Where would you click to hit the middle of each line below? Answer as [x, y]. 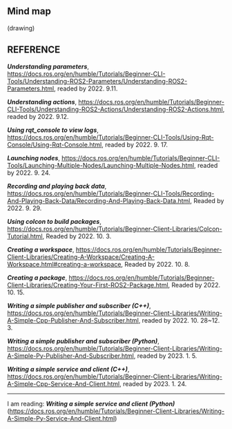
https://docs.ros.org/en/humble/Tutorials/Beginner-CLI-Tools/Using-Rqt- [110, 137]
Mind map [29, 11]
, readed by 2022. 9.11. [86, 88]
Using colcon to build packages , [54, 221]
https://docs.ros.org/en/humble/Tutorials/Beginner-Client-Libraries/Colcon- [115, 229]
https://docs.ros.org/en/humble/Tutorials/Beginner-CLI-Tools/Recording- [111, 193]
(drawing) [21, 28]
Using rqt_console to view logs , [53, 130]
